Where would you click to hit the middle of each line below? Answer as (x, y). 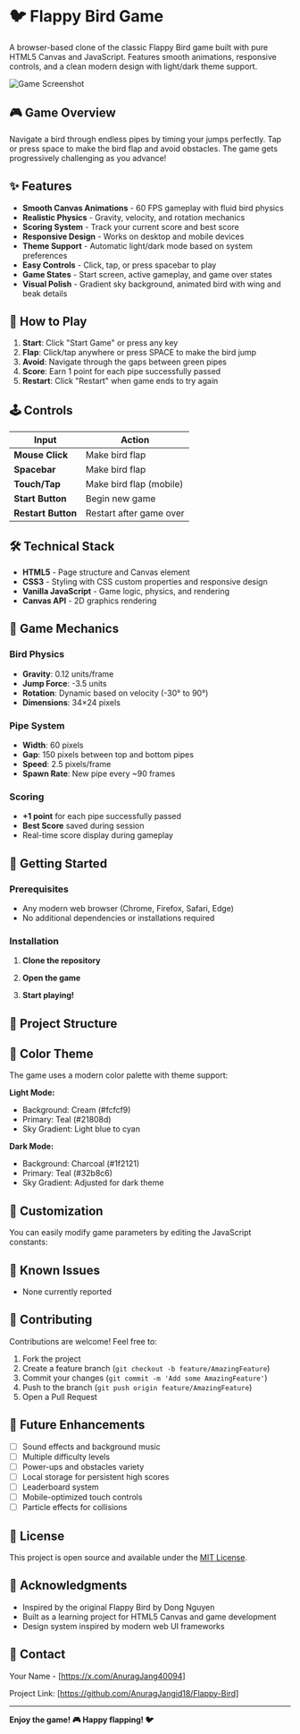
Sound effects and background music (91, 1447)
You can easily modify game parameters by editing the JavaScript (130, 1233)
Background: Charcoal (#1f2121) (81, 1164)
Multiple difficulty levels (66, 1456)
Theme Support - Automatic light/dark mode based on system (137, 245)
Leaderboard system (61, 1487)
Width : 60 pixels (53, 745)
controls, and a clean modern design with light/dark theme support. (133, 66)
